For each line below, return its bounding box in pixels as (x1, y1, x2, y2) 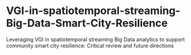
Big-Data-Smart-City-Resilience (6, 16, 168, 30)
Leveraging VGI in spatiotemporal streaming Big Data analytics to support (6, 36, 185, 43)
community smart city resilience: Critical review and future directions (6, 42, 174, 49)
